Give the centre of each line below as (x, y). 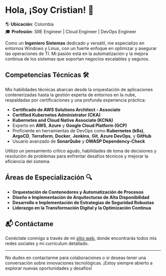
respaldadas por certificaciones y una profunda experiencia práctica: (76, 100)
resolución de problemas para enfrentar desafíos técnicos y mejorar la (77, 156)
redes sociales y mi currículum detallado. (47, 244)
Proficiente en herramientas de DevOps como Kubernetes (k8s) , (78, 130)
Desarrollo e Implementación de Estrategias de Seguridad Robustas (83, 202)
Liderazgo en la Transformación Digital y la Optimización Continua (82, 208)
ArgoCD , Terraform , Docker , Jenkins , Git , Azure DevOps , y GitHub (82, 136)
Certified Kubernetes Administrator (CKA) (56, 115)
